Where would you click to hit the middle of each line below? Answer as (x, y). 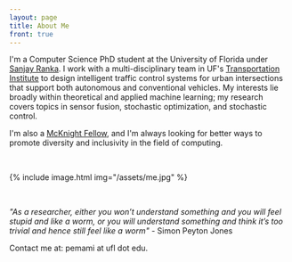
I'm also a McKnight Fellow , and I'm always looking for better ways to (136, 134)
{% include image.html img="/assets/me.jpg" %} (99, 177)
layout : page (33, 17)
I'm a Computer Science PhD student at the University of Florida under (139, 60)
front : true (31, 34)
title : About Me (39, 26)
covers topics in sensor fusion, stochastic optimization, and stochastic (138, 107)
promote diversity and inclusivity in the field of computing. (116, 143)
